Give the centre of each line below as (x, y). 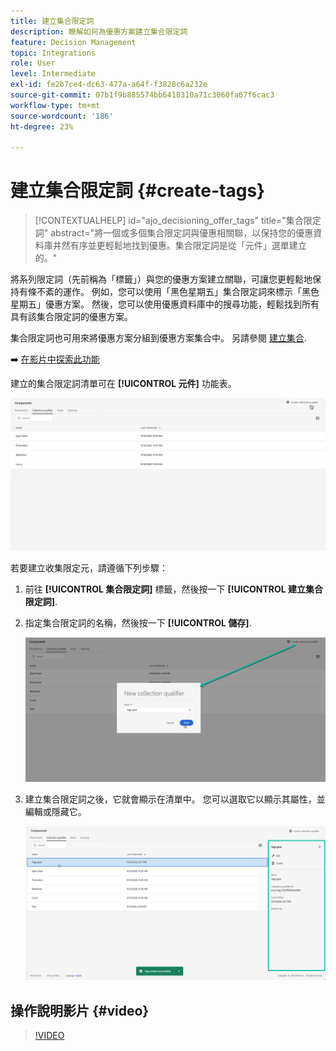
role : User (33, 63)
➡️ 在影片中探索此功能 (55, 359)
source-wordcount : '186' (62, 116)
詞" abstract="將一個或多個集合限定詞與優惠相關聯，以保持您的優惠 (174, 233)
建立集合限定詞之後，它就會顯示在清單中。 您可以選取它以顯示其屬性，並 (175, 799)
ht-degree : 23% (42, 126)
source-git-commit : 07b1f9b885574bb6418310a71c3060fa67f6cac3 (142, 95)
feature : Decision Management (73, 42)
